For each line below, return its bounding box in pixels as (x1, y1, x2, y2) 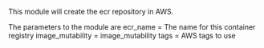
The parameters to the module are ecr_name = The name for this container (8, 22, 256, 31)
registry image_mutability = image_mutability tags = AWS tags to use (8, 31, 237, 40)
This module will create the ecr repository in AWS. (8, 7, 174, 16)
